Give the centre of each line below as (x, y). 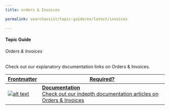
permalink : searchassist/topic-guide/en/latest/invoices (67, 19)
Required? (102, 79)
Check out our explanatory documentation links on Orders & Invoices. (78, 67)
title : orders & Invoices (32, 10)
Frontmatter (23, 79)
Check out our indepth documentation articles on (100, 94)
